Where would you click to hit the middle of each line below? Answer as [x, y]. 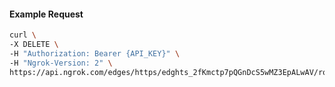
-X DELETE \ [34, 45]
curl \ [23, 35]
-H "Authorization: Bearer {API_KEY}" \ [95, 53]
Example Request [46, 14]
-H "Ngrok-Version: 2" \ [61, 63]
